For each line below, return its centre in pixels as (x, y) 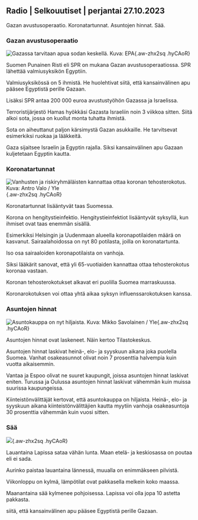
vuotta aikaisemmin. (30, 364)
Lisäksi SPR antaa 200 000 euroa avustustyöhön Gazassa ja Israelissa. (92, 101)
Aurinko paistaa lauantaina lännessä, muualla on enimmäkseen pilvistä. (92, 470)
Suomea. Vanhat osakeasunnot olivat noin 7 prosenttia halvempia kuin (91, 357)
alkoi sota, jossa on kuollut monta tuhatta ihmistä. (66, 118)
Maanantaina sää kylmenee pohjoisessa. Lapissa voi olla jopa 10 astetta (93, 493)
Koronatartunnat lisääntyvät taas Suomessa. (60, 206)
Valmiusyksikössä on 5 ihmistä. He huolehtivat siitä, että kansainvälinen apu (98, 83)
